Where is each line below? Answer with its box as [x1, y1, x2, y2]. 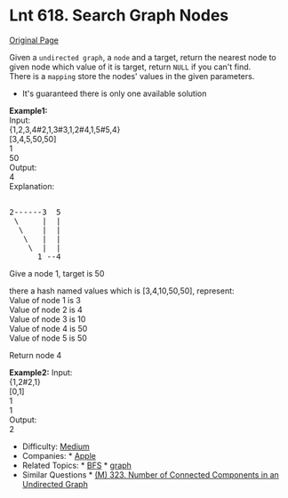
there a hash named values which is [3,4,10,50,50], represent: [9, 285, 235, 296]
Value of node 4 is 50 [9, 323, 88, 333]
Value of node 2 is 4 [9, 304, 83, 315]
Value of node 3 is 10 [9, 313, 86, 325]
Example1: [9, 105, 48, 116]
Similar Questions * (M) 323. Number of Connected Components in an [21, 469, 280, 480]
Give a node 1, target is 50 [9, 268, 105, 278]
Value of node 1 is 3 [9, 294, 82, 305]
